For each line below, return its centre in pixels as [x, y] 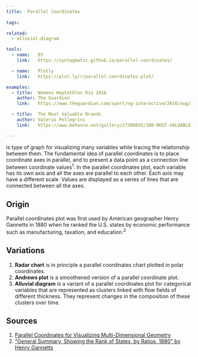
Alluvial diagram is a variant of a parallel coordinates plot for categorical [103, 283]
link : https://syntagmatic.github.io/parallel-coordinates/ [95, 60]
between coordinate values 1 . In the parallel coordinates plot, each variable [96, 166]
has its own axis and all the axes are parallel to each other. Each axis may [95, 173]
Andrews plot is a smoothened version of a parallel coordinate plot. [97, 277]
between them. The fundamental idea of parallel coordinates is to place [93, 153]
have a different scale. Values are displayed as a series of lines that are [92, 179]
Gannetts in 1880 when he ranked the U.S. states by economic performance [98, 225]
